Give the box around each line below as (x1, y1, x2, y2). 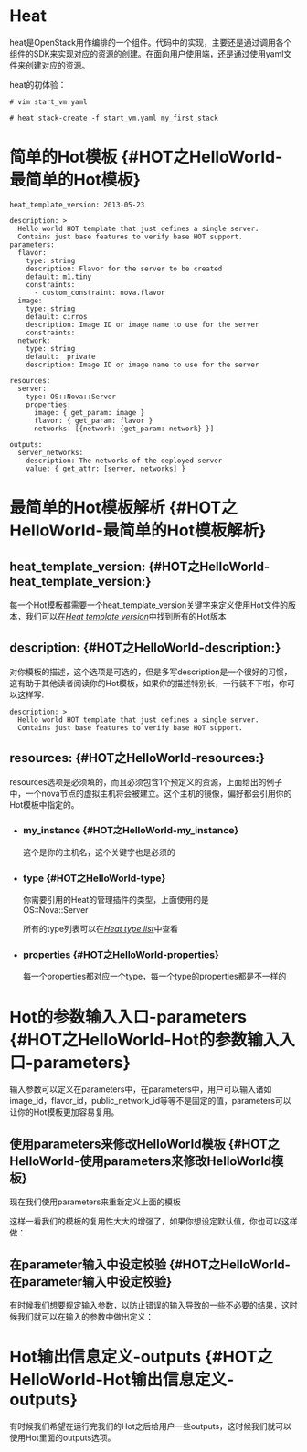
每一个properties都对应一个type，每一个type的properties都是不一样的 (22, 970, 287, 982)
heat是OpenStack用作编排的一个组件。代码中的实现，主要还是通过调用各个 (9, 37, 292, 48)
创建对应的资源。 (25, 59, 90, 70)
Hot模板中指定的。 (9, 799, 79, 810)
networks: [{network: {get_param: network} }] (33, 424, 215, 433)
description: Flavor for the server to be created (26, 264, 223, 273)
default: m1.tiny (26, 271, 92, 281)
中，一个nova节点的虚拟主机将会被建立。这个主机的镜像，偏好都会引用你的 (9, 788, 292, 799)
